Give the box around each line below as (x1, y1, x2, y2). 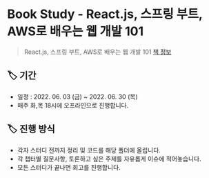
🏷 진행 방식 (7, 123, 55, 135)
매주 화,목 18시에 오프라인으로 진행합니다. (17, 101, 129, 109)
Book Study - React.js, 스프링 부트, (7, 6, 203, 22)
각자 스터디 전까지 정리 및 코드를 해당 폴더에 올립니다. (17, 146, 161, 154)
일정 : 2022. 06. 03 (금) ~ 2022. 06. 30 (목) (17, 92, 138, 101)
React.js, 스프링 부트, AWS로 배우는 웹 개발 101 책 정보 (23, 48, 172, 56)
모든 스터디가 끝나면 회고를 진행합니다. (17, 163, 121, 171)
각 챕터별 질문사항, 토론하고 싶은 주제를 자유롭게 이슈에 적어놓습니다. (17, 155, 201, 163)
